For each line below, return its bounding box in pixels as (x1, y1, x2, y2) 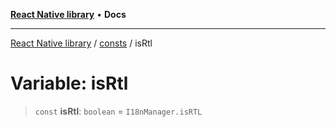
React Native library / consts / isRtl (10, 37, 153, 49)
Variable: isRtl (10, 72, 129, 95)
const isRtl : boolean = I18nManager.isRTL (34, 105, 203, 117)
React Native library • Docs (10, 9, 127, 20)
